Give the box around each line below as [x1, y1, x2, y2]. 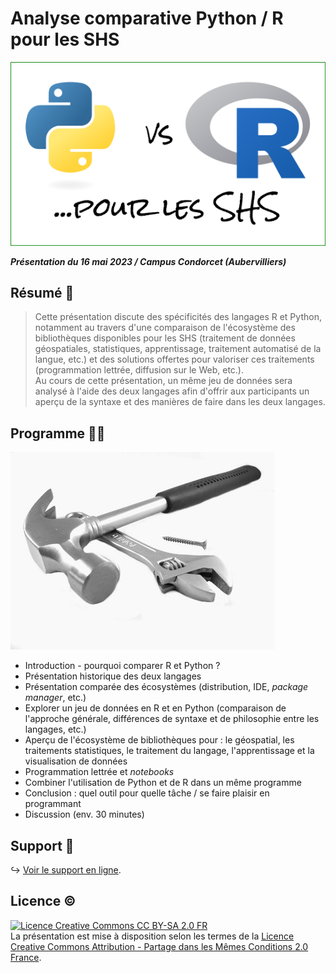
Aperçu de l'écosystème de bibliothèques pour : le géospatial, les [24, 734, 295, 746]
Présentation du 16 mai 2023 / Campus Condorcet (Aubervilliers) [10, 255, 287, 267]
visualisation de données [24, 755, 128, 767]
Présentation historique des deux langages [24, 670, 202, 682]
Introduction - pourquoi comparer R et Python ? [24, 660, 221, 672]
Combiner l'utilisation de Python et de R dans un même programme [24, 777, 302, 789]
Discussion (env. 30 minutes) [24, 808, 145, 821]
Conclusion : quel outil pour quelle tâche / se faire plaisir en [24, 787, 270, 799]
